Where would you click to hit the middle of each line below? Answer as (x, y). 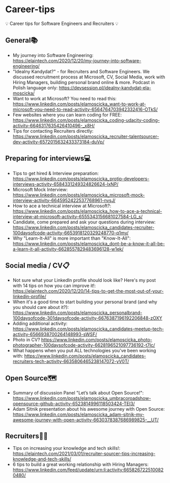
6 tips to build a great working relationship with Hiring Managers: (81, 464)
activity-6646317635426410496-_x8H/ (54, 125)
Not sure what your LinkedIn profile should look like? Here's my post (84, 280)
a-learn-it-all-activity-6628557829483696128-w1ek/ (68, 249)
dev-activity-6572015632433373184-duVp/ (58, 141)
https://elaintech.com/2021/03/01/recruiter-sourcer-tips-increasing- (84, 453)
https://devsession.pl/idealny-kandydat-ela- (105, 88)
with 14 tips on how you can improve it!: (54, 286)
